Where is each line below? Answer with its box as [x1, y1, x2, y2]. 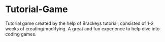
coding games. [5, 31, 37, 37]
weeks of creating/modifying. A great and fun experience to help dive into [5, 25, 160, 31]
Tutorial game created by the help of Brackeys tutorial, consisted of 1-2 [5, 20, 154, 26]
